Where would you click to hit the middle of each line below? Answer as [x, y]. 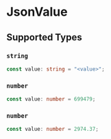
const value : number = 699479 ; [51, 99]
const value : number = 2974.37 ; [52, 129]
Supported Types [45, 37]
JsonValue [37, 12]
